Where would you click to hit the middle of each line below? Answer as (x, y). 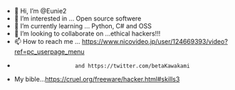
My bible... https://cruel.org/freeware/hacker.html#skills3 (97, 79)
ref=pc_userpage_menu (49, 52)
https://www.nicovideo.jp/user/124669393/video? (155, 41)
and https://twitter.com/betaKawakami (132, 66)
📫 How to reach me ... (47, 41)
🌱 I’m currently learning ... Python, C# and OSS (83, 26)
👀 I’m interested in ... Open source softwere (78, 18)
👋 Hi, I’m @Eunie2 (40, 11)
